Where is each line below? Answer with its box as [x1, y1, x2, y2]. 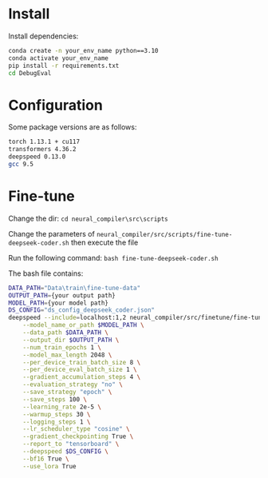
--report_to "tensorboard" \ [22, 440, 120, 448]
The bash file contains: [8, 269, 84, 278]
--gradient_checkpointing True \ [22, 432, 134, 440]
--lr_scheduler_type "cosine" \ [22, 425, 130, 433]
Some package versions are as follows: [8, 122, 137, 132]
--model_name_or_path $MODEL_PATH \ [22, 321, 145, 329]
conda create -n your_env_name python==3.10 [8, 46, 159, 54]
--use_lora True [22, 462, 77, 470]
